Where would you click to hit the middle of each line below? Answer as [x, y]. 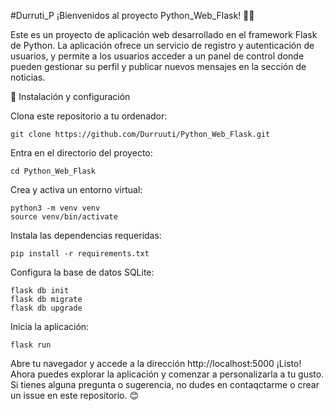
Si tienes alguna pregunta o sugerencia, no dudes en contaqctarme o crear [165, 384]
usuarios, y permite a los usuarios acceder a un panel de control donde [157, 56]
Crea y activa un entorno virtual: [76, 189]
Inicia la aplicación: [50, 326]
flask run [31, 345]
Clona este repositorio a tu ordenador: [89, 116]
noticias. [28, 77]
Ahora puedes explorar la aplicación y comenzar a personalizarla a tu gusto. [167, 374]
